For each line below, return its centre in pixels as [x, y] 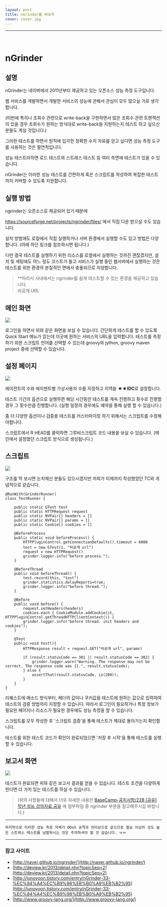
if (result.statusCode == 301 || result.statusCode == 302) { [89, 657]
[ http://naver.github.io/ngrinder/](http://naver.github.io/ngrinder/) [79, 862]
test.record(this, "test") [51, 578]
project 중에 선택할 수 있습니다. [36, 349]
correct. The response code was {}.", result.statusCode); [68, 666]
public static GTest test [41, 507]
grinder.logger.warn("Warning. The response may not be [91, 662]
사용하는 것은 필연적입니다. [36, 147]
